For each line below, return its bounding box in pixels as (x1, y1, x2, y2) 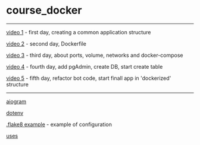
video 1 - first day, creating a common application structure (6, 28, 151, 36)
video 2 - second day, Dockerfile (6, 40, 87, 47)
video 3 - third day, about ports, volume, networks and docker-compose (6, 51, 183, 59)
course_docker (6, 4, 82, 17)
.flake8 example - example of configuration (6, 121, 112, 128)
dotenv (6, 109, 24, 116)
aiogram (6, 98, 27, 105)
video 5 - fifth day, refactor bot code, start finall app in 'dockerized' (6, 75, 171, 82)
